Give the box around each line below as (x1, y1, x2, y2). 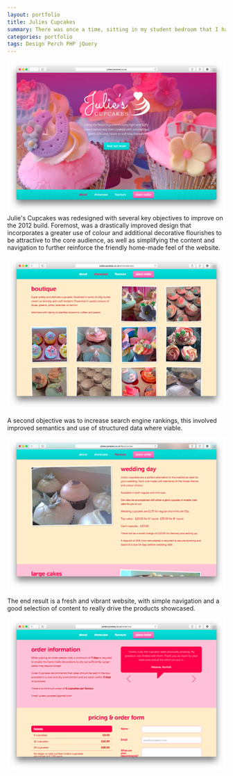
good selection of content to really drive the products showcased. (7, 604, 196, 612)
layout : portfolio (7, 11, 60, 18)
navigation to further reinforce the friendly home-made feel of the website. (7, 243, 221, 252)
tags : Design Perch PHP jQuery (7, 40, 98, 48)
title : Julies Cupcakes (7, 18, 76, 26)
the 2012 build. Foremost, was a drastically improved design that (7, 221, 191, 229)
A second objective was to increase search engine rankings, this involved (7, 417, 217, 424)
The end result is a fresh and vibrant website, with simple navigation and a (7, 597, 220, 605)
